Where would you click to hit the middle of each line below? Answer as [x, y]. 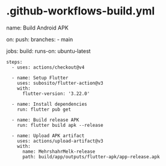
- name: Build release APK [45, 120]
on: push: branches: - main [40, 39]
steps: [14, 62]
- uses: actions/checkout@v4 [48, 67]
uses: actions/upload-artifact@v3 [60, 141]
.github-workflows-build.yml [81, 11]
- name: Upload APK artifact [48, 136]
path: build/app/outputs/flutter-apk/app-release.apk [91, 157]
